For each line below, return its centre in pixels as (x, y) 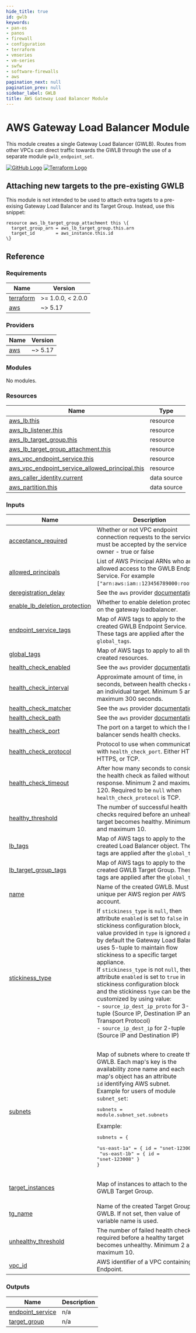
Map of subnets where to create (141, 1054)
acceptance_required (38, 541)
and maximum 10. (121, 829)
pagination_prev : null (34, 88)
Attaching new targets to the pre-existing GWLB (95, 186)
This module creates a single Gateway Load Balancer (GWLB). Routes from (96, 143)
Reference (25, 256)
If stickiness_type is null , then (139, 911)
